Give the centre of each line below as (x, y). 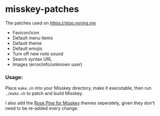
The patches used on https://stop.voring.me (50, 23)
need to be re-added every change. (42, 109)
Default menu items (32, 38)
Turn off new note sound (38, 54)
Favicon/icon (26, 32)
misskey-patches (42, 9)
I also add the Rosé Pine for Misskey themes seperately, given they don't (80, 103)
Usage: (14, 77)
